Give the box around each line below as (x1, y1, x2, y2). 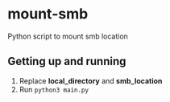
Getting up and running (7, 55, 126, 68)
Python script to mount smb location (7, 31, 128, 41)
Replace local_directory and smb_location (19, 75, 163, 85)
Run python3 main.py (19, 84, 89, 94)
